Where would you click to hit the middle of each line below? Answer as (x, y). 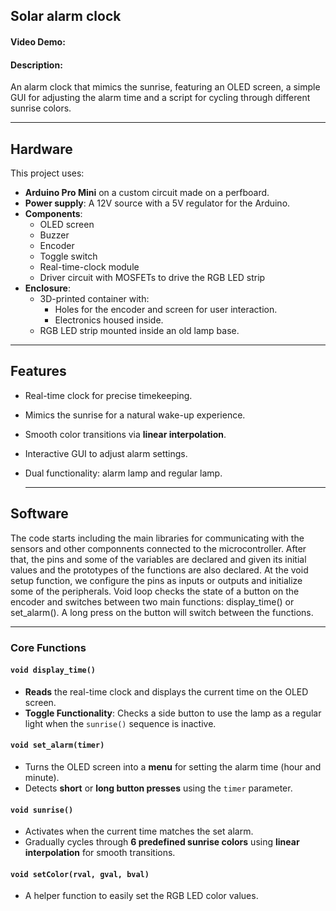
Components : (53, 213)
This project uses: (47, 173)
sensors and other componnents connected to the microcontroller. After (158, 548)
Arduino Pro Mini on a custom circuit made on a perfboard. (147, 192)
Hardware (41, 149)
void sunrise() (42, 810)
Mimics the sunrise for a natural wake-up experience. (135, 415)
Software (39, 514)
